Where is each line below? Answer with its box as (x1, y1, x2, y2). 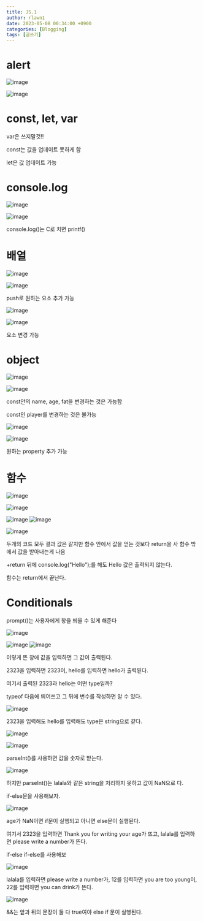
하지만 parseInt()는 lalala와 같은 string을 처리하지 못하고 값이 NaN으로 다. (6, 779, 184, 786)
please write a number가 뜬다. (12, 838, 88, 845)
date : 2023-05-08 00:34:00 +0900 (6, 20, 92, 26)
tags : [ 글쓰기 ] (6, 32, 42, 38)
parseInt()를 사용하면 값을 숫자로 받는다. (6, 754, 103, 762)
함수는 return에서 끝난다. (6, 574, 66, 581)
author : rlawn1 (6, 15, 45, 21)
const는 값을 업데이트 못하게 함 (6, 146, 82, 153)
